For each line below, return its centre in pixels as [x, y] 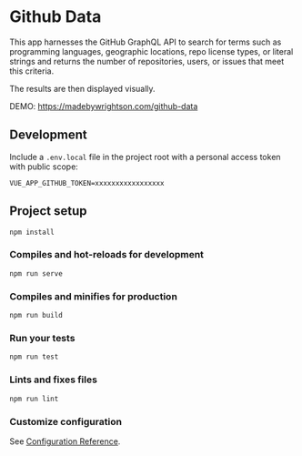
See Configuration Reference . [65, 441]
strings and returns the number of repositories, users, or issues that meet [147, 61]
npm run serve [36, 274]
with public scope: [44, 167]
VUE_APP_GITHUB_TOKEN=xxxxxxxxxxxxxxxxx [87, 183]
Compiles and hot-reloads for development [107, 255]
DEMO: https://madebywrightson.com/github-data [104, 106]
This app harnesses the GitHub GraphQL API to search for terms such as [146, 42]
